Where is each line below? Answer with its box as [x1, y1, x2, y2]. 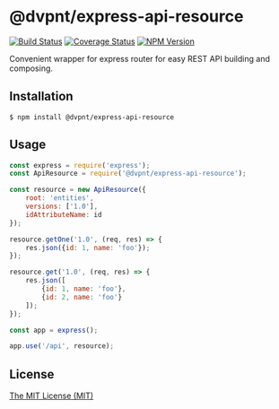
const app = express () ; [9, 326, 99, 335]
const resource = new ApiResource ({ [9, 186, 146, 195]
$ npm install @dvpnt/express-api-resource [9, 112, 175, 122]
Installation [9, 89, 74, 104]
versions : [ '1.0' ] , [25, 202, 99, 212]
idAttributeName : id [25, 210, 102, 219]
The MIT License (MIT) [9, 390, 94, 401]
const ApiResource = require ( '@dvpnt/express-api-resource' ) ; [9, 169, 247, 178]
